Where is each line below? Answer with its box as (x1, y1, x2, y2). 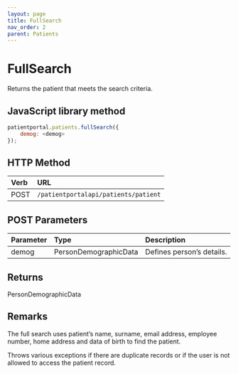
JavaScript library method (7, 105, 126, 117)
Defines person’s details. (145, 247, 227, 257)
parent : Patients (7, 30, 59, 38)
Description (145, 235, 186, 245)
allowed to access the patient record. (7, 358, 116, 367)
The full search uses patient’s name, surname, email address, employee (7, 329, 217, 338)
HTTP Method (7, 157, 71, 169)
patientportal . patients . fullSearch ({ (7, 124, 119, 131)
